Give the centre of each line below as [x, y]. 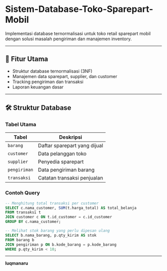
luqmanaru [17, 263]
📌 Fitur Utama [27, 59]
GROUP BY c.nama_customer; [33, 222]
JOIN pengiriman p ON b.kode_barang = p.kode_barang [61, 245]
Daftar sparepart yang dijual [71, 146]
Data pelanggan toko [62, 154]
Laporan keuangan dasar [38, 87]
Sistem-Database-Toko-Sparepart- [79, 9]
